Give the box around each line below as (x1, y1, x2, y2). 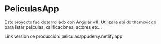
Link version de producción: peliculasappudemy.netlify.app (4, 33, 123, 39)
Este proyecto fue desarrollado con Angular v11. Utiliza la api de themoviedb (4, 19, 157, 25)
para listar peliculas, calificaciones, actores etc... (4, 24, 102, 30)
